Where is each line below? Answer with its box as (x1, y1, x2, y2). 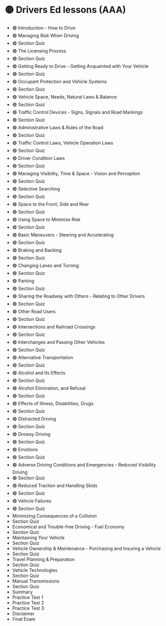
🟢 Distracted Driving (12, 415, 57, 422)
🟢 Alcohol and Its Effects (12, 369, 66, 376)
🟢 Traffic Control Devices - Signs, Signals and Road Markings (12, 109, 143, 115)
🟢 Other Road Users (12, 308, 56, 314)
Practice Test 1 (12, 594, 43, 600)
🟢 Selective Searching (12, 186, 60, 192)
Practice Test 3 (12, 605, 44, 611)
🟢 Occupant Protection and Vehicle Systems (12, 78, 107, 84)
